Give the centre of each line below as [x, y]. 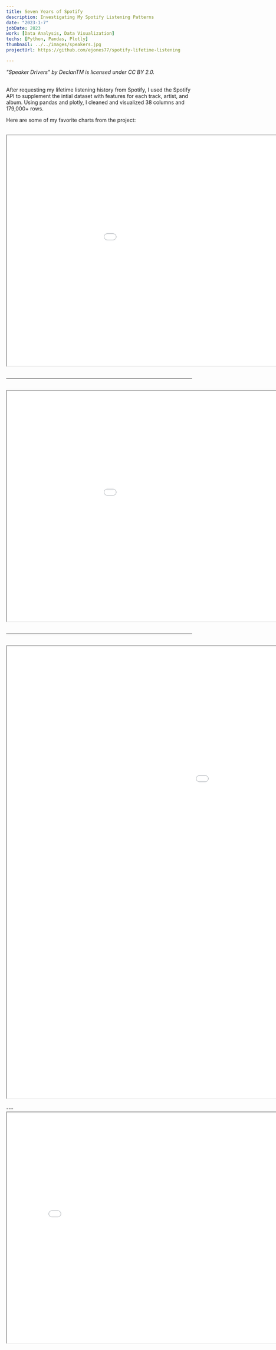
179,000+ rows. [25, 108]
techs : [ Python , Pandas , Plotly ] [47, 39]
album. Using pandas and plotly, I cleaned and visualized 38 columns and [95, 102]
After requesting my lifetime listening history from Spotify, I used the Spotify [98, 90]
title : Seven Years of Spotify [45, 12]
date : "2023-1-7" [27, 22]
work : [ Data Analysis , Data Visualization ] [60, 34]
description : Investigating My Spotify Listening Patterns [80, 17]
